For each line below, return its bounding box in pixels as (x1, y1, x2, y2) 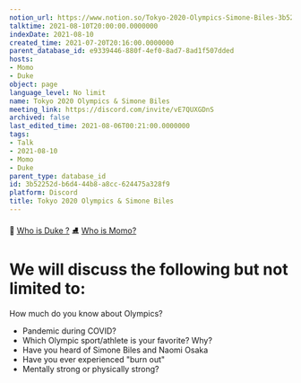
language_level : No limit (9, 88, 106, 97)
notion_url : (9, 13, 54, 22)
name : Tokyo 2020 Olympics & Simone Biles (9, 96, 170, 106)
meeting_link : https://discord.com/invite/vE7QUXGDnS (9, 105, 215, 114)
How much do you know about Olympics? (9, 308, 163, 318)
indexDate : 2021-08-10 (9, 30, 94, 39)
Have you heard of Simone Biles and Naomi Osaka (21, 344, 209, 355)
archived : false (9, 113, 70, 122)
